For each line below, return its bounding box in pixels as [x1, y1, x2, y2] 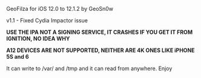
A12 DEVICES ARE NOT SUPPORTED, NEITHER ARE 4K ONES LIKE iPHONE [6, 47, 195, 54]
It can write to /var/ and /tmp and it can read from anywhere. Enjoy [6, 65, 173, 72]
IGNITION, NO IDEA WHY [6, 35, 70, 42]
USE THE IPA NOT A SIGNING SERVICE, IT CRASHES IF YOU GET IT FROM [6, 28, 193, 36]
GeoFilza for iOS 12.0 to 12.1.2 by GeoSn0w [6, 5, 114, 12]
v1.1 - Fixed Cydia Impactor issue [6, 17, 88, 24]
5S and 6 [6, 53, 29, 60]
